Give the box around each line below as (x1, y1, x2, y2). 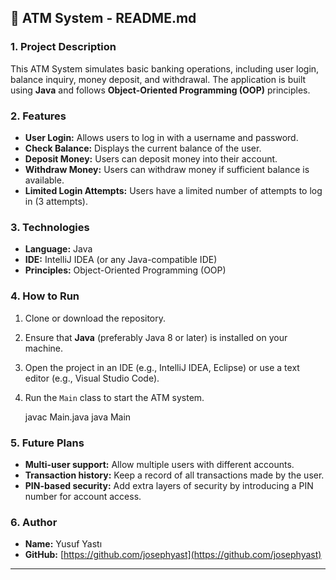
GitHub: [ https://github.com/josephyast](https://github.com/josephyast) (24, 549, 322, 561)
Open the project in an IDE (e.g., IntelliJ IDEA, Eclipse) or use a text (24, 361, 300, 373)
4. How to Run (10, 289, 80, 303)
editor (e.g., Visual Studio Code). (24, 372, 160, 384)
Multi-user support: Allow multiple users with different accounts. (24, 458, 295, 470)
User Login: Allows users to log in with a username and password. (24, 131, 299, 143)
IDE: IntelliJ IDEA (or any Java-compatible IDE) (24, 254, 218, 266)
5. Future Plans (10, 436, 85, 450)
